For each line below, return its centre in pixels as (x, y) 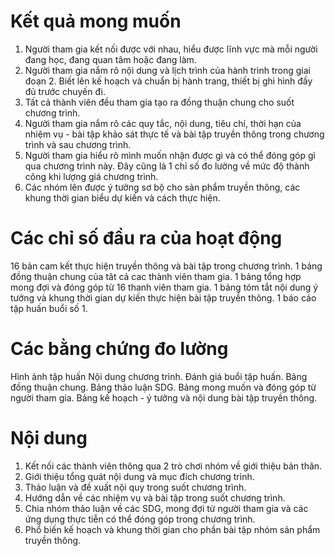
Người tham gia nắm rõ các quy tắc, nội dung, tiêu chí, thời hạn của (163, 123)
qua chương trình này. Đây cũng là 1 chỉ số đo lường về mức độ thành (167, 166)
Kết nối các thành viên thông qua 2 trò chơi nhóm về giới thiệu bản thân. (173, 466)
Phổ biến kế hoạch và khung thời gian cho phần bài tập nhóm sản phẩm (172, 529)
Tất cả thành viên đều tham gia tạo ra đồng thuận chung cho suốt (159, 102)
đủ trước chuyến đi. (65, 91)
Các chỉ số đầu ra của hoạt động (146, 238)
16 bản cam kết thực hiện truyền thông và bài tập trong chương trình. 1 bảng (166, 266)
